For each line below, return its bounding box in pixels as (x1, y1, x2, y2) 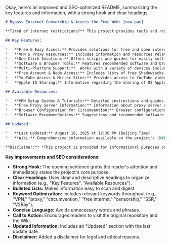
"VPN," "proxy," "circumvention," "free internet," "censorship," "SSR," (12, 196, 157, 202)
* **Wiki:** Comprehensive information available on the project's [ (5, 135, 159, 141)
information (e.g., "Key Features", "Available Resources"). (12, 180, 133, 186)
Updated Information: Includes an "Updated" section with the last (12, 223, 151, 229)
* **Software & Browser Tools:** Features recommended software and (5, 61, 157, 66)
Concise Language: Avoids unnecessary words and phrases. (12, 206, 141, 213)
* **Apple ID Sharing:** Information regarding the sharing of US (5, 80, 153, 85)
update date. (12, 228, 39, 234)
